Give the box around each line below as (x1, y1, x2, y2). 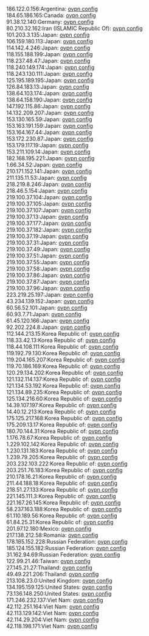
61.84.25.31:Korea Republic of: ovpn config (6, 519, 114, 525)
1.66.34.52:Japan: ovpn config (6, 161, 83, 168)
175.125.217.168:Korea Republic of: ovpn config (6, 415, 123, 421)
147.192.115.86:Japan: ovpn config (6, 103, 91, 109)
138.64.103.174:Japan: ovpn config (6, 90, 92, 97)
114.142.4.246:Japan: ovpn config (6, 44, 91, 51)
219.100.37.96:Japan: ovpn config (6, 284, 90, 292)
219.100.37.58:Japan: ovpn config (6, 265, 90, 272)
